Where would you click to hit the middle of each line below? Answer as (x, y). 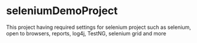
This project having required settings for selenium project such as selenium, (98, 27)
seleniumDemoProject (62, 11)
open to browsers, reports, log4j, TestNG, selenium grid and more (86, 33)
